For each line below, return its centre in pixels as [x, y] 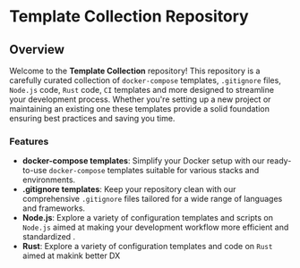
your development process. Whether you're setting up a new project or [140, 99]
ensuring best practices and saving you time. [92, 118]
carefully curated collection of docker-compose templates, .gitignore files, [146, 80]
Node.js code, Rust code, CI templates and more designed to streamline [142, 90]
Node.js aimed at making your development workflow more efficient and [155, 227]
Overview [37, 50]
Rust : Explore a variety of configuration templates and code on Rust [147, 247]
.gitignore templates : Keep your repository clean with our [129, 189]
